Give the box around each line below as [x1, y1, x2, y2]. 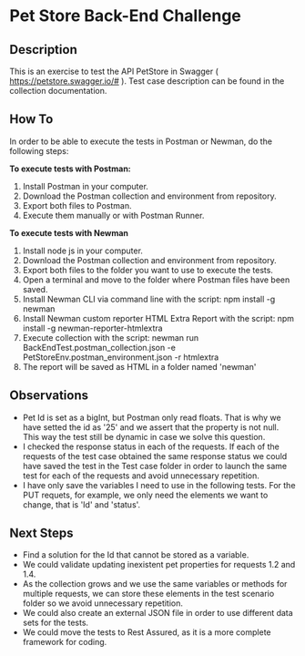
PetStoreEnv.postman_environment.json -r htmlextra [22, 352, 219, 363]
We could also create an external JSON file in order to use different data [22, 608, 293, 619]
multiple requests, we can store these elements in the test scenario [22, 589, 275, 600]
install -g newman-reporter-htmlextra [22, 323, 163, 333]
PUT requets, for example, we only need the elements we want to [22, 489, 269, 500]
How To [9, 111, 54, 128]
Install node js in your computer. [22, 245, 144, 256]
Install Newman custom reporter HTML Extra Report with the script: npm [22, 313, 294, 323]
